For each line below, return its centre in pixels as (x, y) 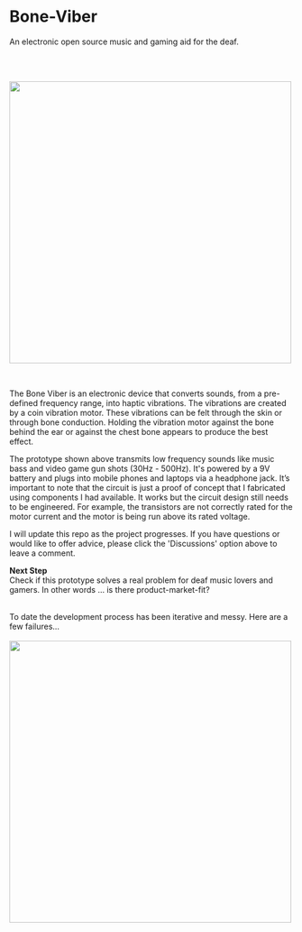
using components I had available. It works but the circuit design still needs (149, 497)
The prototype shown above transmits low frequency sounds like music (142, 458)
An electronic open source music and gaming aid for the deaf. (124, 42)
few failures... (35, 626)
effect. (22, 441)
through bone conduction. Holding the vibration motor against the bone (142, 422)
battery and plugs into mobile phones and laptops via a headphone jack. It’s (150, 478)
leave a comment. (42, 553)
